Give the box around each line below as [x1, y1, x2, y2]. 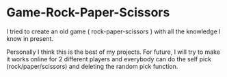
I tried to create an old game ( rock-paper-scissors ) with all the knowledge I [6, 27, 221, 35]
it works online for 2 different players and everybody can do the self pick [6, 55, 212, 63]
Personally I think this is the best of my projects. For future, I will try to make [6, 48, 220, 56]
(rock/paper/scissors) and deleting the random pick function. [6, 62, 178, 70]
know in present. [6, 34, 54, 42]
